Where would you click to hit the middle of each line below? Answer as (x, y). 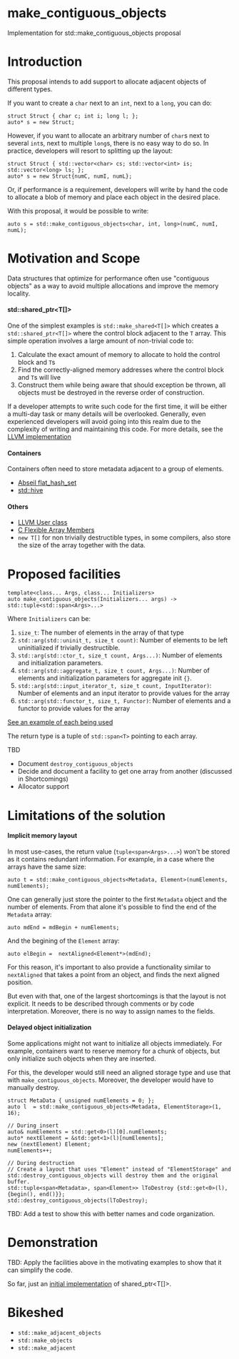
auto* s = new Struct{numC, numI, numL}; (70, 176)
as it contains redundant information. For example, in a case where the (111, 859)
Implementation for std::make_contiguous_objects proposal (94, 33)
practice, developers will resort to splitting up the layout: (90, 151)
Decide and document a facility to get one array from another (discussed (125, 772)
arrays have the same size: (47, 867)
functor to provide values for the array (74, 709)
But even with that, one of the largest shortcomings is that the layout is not (117, 996)
